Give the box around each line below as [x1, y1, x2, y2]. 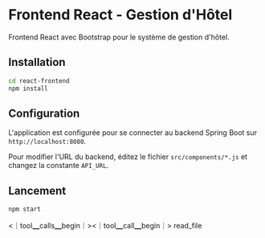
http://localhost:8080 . [8, 137, 87, 146]
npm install [8, 84, 48, 92]
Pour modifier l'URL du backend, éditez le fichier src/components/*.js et [8, 152, 247, 162]
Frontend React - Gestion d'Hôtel [8, 6, 233, 24]
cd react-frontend [8, 76, 70, 85]
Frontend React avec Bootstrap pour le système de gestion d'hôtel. [8, 32, 230, 42]
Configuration [8, 106, 80, 120]
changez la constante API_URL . [8, 161, 109, 170]
